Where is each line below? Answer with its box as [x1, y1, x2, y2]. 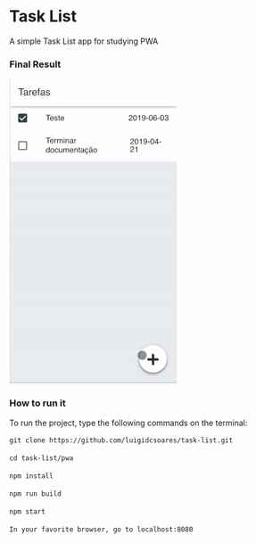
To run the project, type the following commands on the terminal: [9, 417, 248, 428]
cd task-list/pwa [9, 453, 74, 463]
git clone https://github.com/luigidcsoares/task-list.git [9, 435, 234, 445]
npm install [9, 471, 54, 481]
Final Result [9, 58, 62, 70]
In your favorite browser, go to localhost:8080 [9, 524, 194, 534]
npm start [9, 506, 46, 516]
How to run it [9, 397, 66, 409]
